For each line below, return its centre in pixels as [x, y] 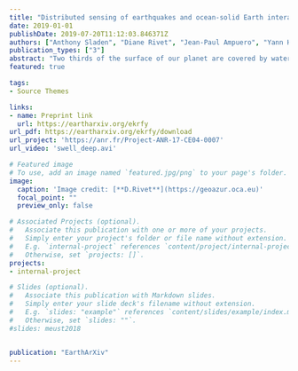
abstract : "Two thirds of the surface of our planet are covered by [138, 59]
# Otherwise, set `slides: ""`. [73, 320]
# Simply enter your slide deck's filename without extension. [132, 304]
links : [21, 107]
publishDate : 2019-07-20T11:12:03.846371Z [89, 34]
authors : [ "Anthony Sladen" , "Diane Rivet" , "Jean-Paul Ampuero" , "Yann [146, 42]
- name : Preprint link [51, 115]
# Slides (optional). [49, 288]
